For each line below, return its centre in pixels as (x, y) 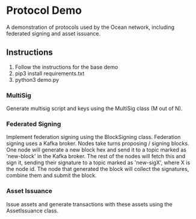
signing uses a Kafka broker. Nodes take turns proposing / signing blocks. (98, 143)
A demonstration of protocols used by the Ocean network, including (90, 27)
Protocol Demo (44, 11)
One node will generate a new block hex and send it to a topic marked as (96, 150)
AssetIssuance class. (32, 211)
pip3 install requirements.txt (50, 73)
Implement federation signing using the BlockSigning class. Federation (93, 137)
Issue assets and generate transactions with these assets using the (89, 204)
